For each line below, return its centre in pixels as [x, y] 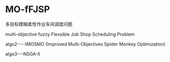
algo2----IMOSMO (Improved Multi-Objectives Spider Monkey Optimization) [86, 44]
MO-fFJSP [28, 9]
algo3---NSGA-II [23, 54]
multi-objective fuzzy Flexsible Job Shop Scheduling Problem [70, 34]
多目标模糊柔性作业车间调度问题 [39, 24]
